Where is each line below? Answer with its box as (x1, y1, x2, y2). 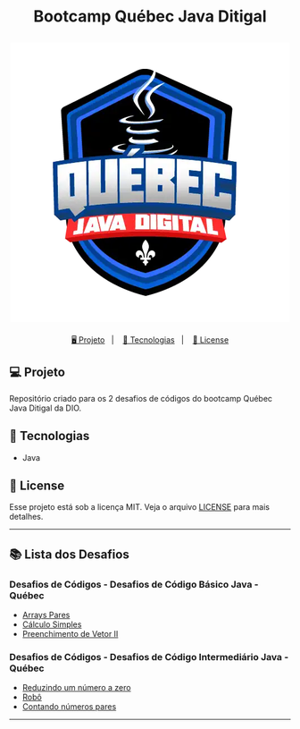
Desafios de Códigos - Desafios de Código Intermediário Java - (9, 651, 289, 664)
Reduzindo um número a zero (21, 682, 131, 693)
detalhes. (9, 512, 44, 522)
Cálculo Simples (21, 619, 82, 630)
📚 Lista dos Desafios (9, 547, 129, 562)
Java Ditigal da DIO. (9, 403, 82, 413)
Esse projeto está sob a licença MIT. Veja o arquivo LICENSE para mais (9, 502, 271, 513)
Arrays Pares (21, 610, 71, 621)
